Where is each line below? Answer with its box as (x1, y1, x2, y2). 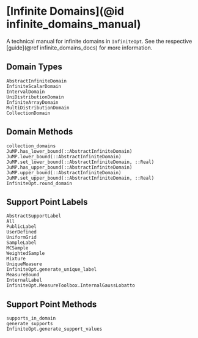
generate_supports (6, 321, 53, 327)
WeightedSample (6, 251, 45, 257)
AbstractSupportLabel (6, 213, 62, 219)
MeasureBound (6, 272, 40, 278)
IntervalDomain (6, 89, 45, 95)
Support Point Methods (6, 299, 97, 309)
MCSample (6, 245, 29, 251)
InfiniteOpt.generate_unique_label (6, 266, 97, 273)
